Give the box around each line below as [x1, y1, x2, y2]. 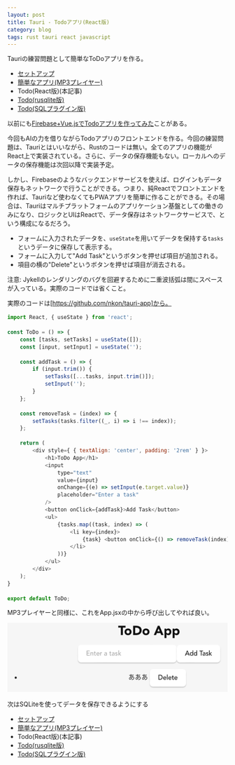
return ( [20, 440, 45, 447]
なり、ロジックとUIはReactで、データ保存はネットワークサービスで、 [19, 210, 220, 219]
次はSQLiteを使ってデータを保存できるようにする [7, 700, 149, 708]
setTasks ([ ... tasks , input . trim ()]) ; [44, 373, 155, 380]
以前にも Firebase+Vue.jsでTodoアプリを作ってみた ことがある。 [7, 119, 191, 128]
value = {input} [57, 477, 99, 484]
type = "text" [57, 469, 92, 476]
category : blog [7, 26, 52, 33]
